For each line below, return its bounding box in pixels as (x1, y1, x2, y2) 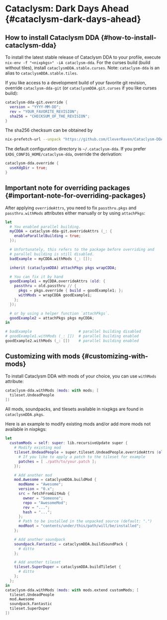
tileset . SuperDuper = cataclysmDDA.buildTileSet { (14, 564, 121, 569)
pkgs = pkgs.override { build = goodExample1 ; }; (18, 288, 123, 293)
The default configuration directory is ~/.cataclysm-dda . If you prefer (5, 146, 146, 152)
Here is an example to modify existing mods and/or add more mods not (5, 421, 151, 427)
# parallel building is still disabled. (9, 251, 94, 256)
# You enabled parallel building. (9, 224, 81, 229)
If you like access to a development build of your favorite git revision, (5, 80, 147, 85)
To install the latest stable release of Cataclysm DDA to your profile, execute (5, 54, 161, 60)
